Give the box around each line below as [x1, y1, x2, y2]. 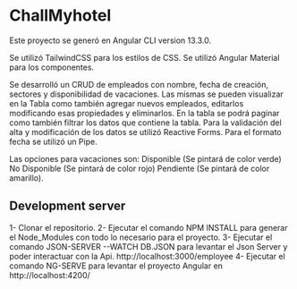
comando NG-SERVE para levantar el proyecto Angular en [9, 260, 224, 271]
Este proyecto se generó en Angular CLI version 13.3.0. [9, 35, 212, 46]
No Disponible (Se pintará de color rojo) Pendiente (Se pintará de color [9, 163, 270, 174]
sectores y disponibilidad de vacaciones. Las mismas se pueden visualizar [9, 89, 284, 99]
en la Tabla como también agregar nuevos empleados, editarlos [9, 98, 244, 108]
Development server [9, 199, 126, 214]
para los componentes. [9, 62, 95, 72]
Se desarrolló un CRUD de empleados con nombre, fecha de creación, [9, 79, 269, 89]
